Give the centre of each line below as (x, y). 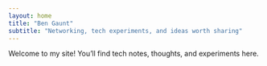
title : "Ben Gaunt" (41, 23)
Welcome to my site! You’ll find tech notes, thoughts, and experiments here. (133, 54)
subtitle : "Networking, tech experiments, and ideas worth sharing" (125, 31)
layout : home (30, 16)
